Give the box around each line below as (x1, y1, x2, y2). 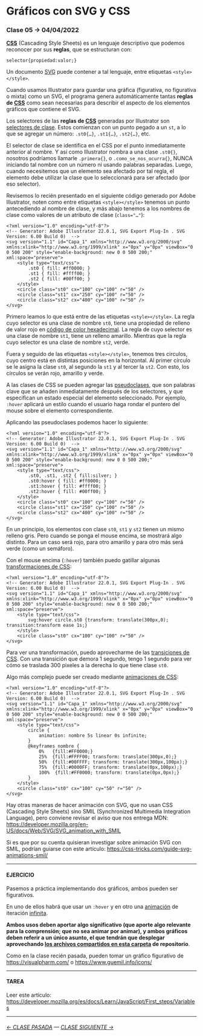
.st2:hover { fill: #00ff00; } (28, 488, 107, 495)
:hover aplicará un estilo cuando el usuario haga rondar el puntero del (6, 401, 180, 408)
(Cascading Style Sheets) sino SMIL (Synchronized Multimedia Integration (6, 808, 191, 815)
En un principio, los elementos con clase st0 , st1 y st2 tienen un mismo (6, 526, 184, 533)
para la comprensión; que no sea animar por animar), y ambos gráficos (6, 927, 188, 934)
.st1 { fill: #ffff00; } (28, 271, 91, 277)
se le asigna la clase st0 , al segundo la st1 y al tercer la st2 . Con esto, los (6, 363, 190, 371)
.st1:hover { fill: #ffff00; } (28, 484, 107, 490)
